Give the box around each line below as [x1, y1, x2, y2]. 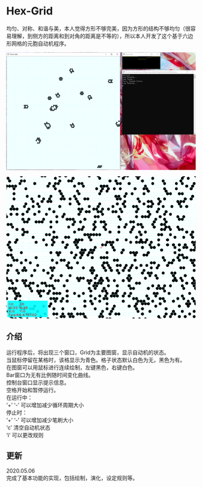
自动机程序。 [37, 40, 70, 47]
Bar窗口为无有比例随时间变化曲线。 [6, 371, 94, 378]
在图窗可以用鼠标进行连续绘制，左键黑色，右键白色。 [6, 364, 138, 371]
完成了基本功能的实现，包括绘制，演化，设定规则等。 [6, 474, 138, 482]
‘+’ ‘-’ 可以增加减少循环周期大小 [6, 401, 84, 408]
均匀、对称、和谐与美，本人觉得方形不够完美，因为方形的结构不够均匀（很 [6, 25, 191, 32]
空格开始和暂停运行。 [6, 386, 59, 393]
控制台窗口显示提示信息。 [6, 379, 70, 386]
